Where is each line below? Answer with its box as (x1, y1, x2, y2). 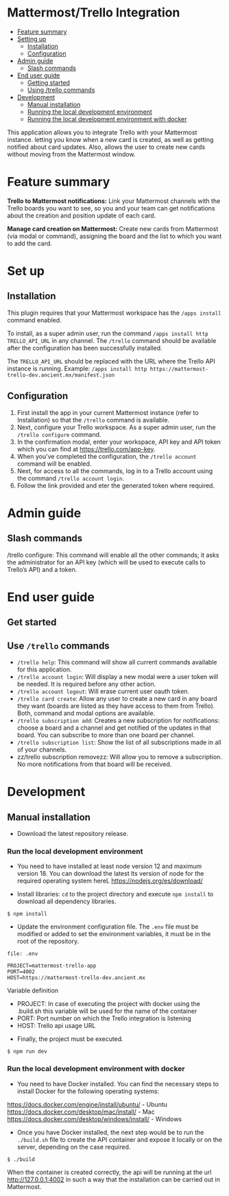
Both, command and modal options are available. (16, 709, 156, 717)
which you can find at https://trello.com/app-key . (16, 444, 156, 453)
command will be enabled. (16, 459, 92, 468)
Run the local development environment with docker (7, 1064, 185, 1074)
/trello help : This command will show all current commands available (16, 658, 217, 667)
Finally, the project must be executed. (16, 1035, 123, 1043)
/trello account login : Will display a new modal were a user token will (16, 673, 219, 681)
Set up (7, 263, 45, 279)
